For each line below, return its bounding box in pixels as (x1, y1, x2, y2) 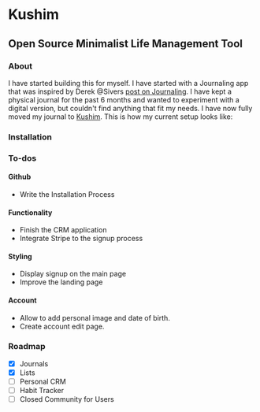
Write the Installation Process (19, 189, 115, 199)
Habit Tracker (19, 386, 65, 395)
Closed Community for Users (19, 395, 114, 404)
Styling (8, 251, 33, 261)
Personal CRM (19, 377, 67, 386)
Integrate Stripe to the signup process (19, 234, 143, 243)
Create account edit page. (19, 321, 105, 331)
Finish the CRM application (19, 225, 107, 235)
